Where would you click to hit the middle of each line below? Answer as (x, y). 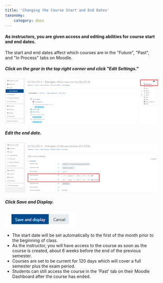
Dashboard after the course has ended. (51, 276)
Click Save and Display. (30, 202)
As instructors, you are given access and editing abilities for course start (80, 36)
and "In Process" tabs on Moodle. (39, 58)
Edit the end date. (23, 133)
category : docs (29, 20)
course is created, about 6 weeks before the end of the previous (76, 251)
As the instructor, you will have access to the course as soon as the (79, 245)
